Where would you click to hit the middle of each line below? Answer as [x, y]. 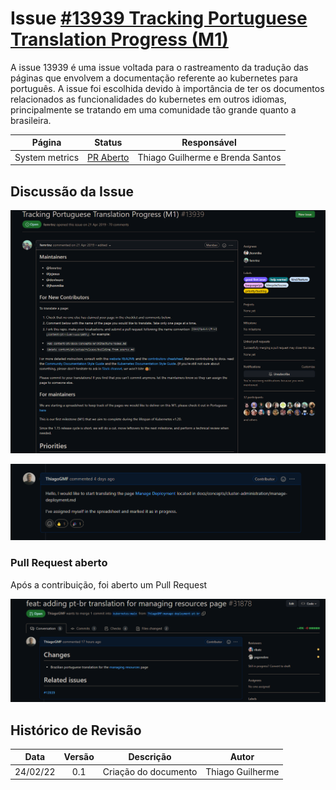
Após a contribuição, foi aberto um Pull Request [109, 584]
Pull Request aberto [59, 563]
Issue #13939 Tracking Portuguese [159, 18]
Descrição [150, 757]
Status [108, 143]
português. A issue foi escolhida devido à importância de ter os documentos [167, 88]
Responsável [209, 143]
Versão [79, 757]
